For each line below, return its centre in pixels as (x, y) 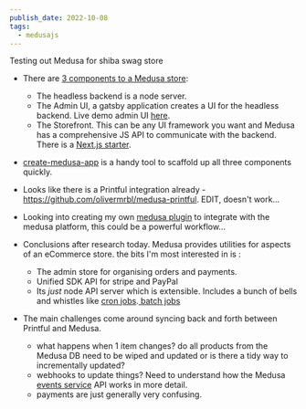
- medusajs (38, 35)
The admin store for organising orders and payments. (137, 272)
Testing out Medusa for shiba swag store (86, 61)
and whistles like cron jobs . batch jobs (108, 301)
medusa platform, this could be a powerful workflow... (124, 227)
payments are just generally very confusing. (119, 394)
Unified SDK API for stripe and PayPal (107, 282)
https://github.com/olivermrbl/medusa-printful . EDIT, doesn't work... (151, 199)
